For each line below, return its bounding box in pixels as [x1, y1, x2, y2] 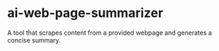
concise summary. [7, 35, 61, 44]
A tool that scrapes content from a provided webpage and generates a [7, 28, 212, 37]
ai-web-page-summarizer [7, 5, 164, 21]
